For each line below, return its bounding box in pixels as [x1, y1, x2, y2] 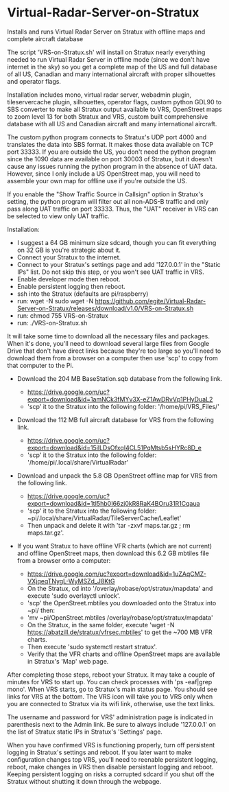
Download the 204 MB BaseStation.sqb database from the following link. [16, 374, 223, 382]
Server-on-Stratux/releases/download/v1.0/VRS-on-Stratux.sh [16, 304, 194, 312]
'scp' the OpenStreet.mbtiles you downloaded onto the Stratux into [27, 598, 217, 607]
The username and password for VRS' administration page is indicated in [7, 712, 214, 721]
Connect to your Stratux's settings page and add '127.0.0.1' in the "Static [16, 260, 221, 268]
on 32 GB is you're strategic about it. [16, 246, 121, 254]
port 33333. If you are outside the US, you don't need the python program [7, 148, 216, 156]
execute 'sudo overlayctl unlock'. [27, 592, 121, 600]
